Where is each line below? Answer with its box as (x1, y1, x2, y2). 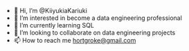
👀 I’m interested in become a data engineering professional (13, 14, 182, 22)
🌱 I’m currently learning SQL (13, 21, 95, 29)
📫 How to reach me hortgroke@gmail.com (13, 37, 136, 44)
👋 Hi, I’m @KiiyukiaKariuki (13, 7, 88, 14)
